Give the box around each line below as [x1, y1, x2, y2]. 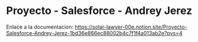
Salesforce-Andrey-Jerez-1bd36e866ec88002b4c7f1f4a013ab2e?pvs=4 [6, 29, 183, 36]
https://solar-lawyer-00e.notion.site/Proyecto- [74, 23, 187, 30]
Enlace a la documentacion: [6, 23, 74, 30]
